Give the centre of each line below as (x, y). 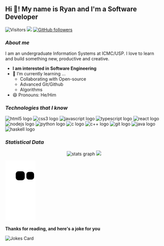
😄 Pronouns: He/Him (34, 95)
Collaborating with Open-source (53, 79)
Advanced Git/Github (41, 84)
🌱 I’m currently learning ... (39, 74)
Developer (22, 17)
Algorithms (31, 90)
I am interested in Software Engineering (54, 68)
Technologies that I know (36, 108)
